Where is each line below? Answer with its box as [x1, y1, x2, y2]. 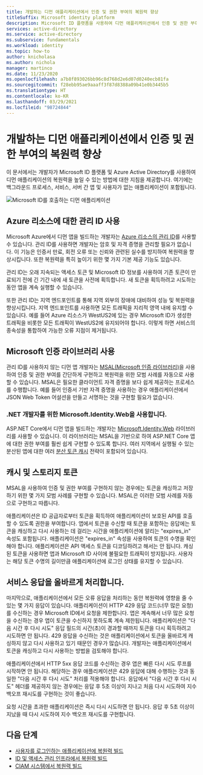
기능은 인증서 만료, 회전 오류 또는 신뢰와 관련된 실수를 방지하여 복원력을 [20, 248, 188, 256]
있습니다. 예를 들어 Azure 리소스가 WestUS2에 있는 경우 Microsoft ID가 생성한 [6, 312, 192, 319]
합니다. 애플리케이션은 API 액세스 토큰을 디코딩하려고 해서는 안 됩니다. [17, 542, 182, 550]
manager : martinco [6, 65, 53, 71]
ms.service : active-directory [6, 31, 83, 37]
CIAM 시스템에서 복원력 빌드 [14, 762, 83, 770]
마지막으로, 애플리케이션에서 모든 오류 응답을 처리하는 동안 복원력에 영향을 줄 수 [6, 594, 193, 602]
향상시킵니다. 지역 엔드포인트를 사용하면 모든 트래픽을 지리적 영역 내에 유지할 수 [6, 304, 193, 311]
